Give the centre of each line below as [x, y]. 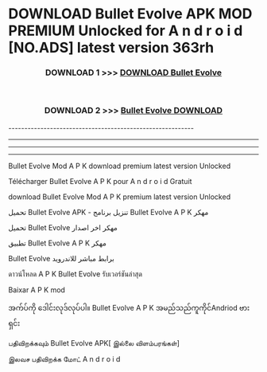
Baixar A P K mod [37, 290]
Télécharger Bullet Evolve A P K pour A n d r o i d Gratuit [100, 181]
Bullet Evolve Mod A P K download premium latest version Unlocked [120, 166]
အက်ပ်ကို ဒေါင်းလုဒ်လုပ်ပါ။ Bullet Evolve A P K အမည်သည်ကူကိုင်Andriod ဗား [129, 307]
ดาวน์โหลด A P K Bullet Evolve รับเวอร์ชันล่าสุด [75, 274]
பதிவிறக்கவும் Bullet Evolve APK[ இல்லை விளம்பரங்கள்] [94, 343]
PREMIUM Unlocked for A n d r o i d [126, 31]
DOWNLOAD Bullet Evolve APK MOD [130, 14]
